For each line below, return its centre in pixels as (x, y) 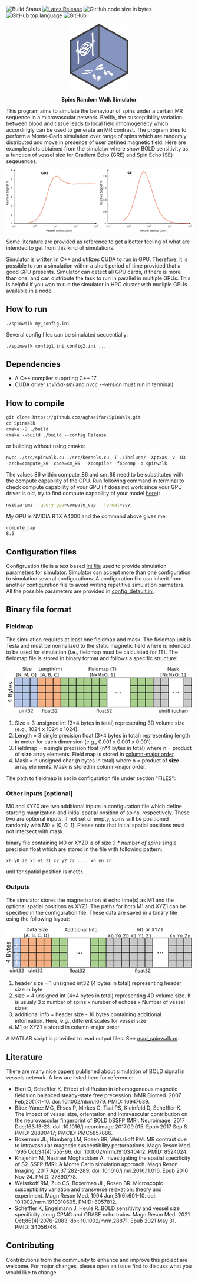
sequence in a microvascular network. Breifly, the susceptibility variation (94, 117)
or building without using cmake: (46, 446)
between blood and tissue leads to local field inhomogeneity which (87, 123)
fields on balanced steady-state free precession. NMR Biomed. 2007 (98, 1095)
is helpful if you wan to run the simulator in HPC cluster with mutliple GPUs (97, 284)
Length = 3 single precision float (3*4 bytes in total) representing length (102, 736)
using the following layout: (38, 919)
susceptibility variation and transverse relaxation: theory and (88, 1189)
